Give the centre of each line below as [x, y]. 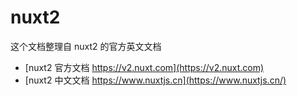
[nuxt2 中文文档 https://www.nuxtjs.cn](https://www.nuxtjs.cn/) [155, 80]
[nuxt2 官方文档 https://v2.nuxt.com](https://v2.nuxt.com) [144, 67]
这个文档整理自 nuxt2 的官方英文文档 [86, 46]
